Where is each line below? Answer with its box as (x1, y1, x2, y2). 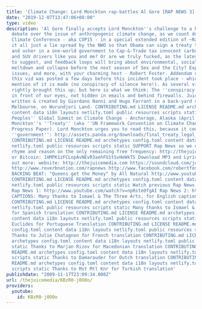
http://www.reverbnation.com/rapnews (11, 165, 106, 171)
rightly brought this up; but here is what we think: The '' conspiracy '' (11, 87, 200, 93)
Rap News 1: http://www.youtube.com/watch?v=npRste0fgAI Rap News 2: (11, 188, 189, 194)
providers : (6, 283, 34, 289)
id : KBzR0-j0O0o (17, 294, 58, 300)
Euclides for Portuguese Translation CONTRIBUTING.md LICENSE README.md (11, 221, 198, 227)
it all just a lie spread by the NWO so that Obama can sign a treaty (11, 43, 192, 49)
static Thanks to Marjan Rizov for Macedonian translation (11, 243, 163, 249)
